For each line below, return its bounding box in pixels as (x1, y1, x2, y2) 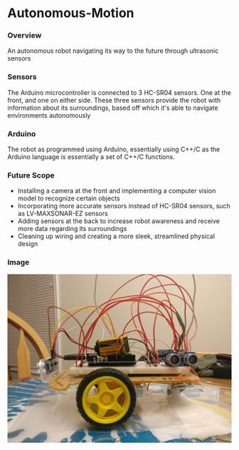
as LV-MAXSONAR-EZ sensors (17, 209, 108, 218)
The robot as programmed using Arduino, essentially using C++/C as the (7, 145, 221, 154)
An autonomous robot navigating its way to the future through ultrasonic (7, 46, 219, 55)
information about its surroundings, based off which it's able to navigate (7, 103, 218, 112)
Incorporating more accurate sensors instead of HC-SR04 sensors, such (17, 202, 231, 210)
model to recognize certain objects (17, 194, 120, 203)
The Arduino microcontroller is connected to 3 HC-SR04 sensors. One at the (7, 88, 231, 97)
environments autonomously (7, 111, 91, 119)
